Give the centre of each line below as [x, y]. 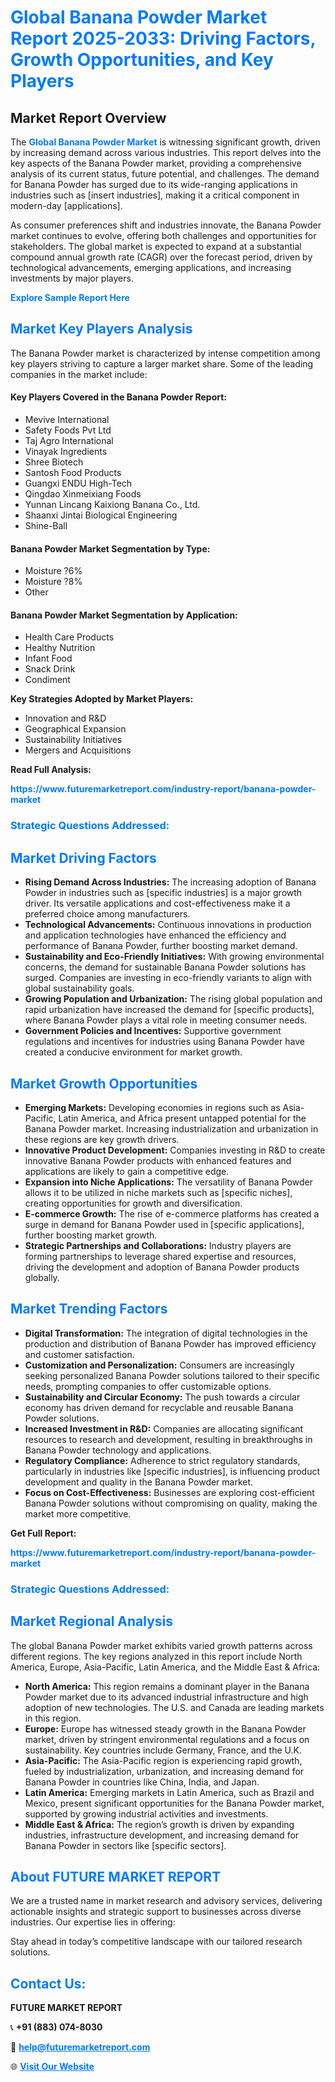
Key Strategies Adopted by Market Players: [102, 699]
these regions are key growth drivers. [102, 1139]
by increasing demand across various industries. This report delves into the [166, 152]
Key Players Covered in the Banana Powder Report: [119, 397]
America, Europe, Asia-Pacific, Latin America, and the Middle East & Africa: [165, 1667]
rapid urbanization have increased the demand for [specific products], [169, 1010]
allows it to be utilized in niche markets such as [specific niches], [158, 1192]
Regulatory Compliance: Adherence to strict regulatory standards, [162, 1460]
